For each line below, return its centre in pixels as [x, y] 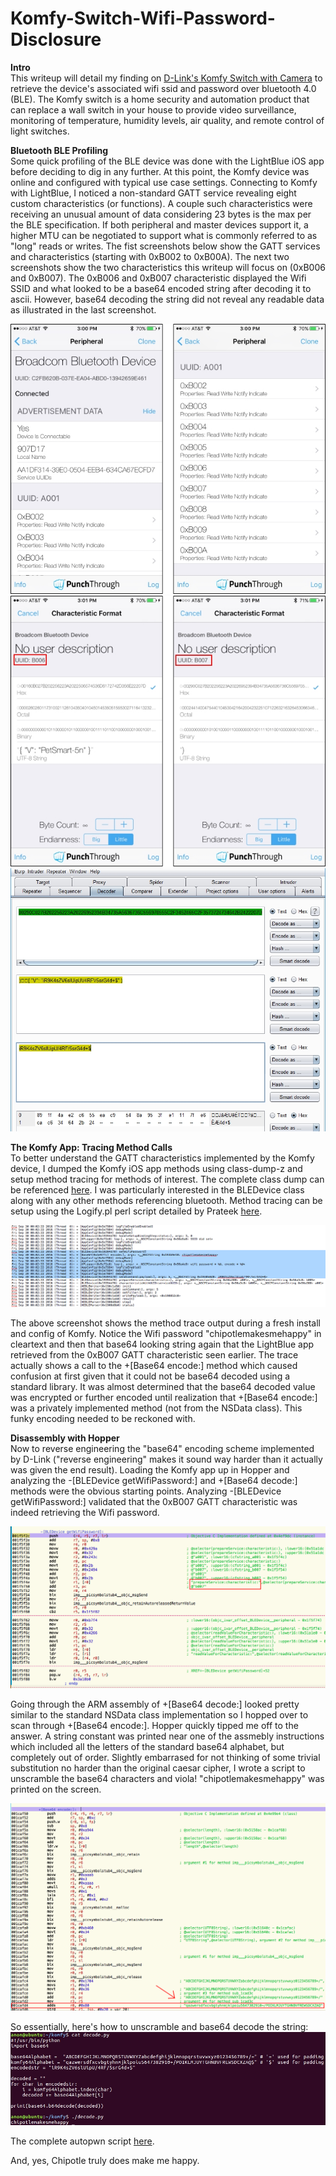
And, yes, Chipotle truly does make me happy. [105, 2161]
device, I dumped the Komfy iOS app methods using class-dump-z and [156, 1168]
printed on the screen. [56, 1789]
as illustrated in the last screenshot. [83, 309]
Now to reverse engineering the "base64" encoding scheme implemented [162, 1448]
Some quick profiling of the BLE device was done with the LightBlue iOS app [167, 161]
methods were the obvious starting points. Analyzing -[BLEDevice [146, 1491]
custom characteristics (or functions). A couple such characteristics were [161, 203]
